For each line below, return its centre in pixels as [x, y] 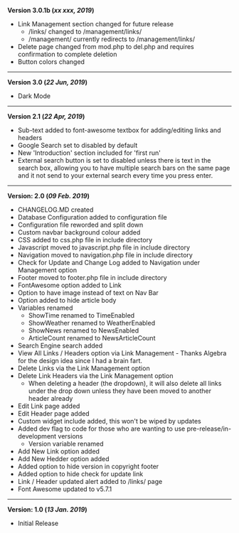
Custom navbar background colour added [79, 232]
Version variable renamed [66, 444]
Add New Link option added [58, 451]
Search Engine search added [60, 345]
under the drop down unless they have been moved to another [120, 391]
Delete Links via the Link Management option [84, 368]
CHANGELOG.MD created [55, 210]
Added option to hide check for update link [80, 474]
